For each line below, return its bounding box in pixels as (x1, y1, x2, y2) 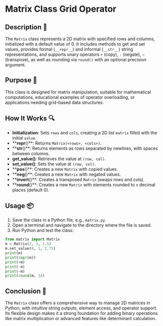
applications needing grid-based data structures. (5, 99, 104, 105)
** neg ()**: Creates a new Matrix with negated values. (12, 171, 121, 177)
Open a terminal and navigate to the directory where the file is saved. (12, 222, 152, 228)
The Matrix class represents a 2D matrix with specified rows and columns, (5, 36, 155, 42)
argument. (5, 62, 26, 68)
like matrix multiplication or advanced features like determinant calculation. (5, 316, 157, 322)
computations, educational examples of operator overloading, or (5, 94, 135, 100)
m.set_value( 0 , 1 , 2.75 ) (5, 246, 56, 251)
